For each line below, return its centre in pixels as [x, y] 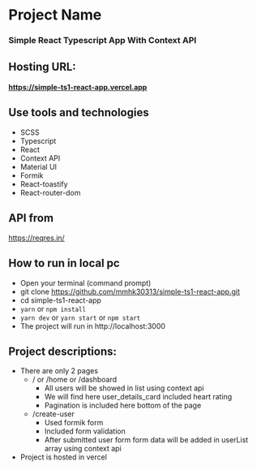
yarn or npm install [53, 308]
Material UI [39, 166]
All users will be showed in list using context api [124, 388]
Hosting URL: [43, 67]
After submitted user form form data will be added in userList [146, 440]
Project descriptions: [63, 351]
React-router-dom [50, 192]
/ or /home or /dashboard [75, 380]
